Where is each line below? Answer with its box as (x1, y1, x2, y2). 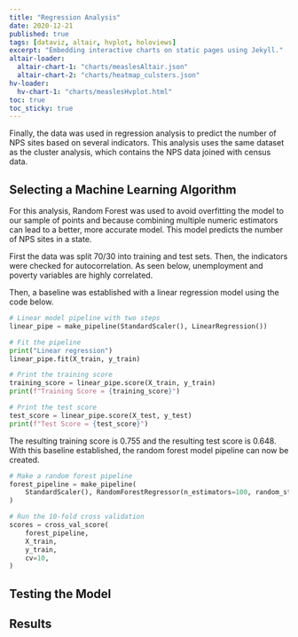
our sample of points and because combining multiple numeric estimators (9, 215, 278, 226)
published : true (9, 29, 69, 38)
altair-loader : (9, 54, 66, 63)
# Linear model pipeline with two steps (9, 314, 161, 323)
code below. (9, 296, 54, 307)
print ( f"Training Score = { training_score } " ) (9, 387, 180, 396)
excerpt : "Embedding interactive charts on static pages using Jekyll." (9, 46, 284, 55)
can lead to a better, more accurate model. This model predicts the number (9, 224, 284, 235)
